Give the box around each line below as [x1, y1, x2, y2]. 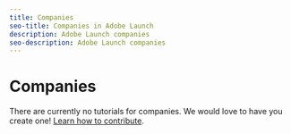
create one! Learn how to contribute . [9, 115, 145, 126]
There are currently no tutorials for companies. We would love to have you [9, 106, 283, 117]
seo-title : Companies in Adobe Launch [9, 21, 154, 30]
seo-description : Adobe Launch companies [9, 38, 167, 47]
